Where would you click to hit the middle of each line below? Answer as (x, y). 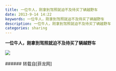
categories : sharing (26, 28)
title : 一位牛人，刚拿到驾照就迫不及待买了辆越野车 (51, 10)
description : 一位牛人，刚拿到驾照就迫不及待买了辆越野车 (58, 24)
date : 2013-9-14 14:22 (28, 14)
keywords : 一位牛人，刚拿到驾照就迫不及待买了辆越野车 (55, 19)
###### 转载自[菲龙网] (29, 64)
